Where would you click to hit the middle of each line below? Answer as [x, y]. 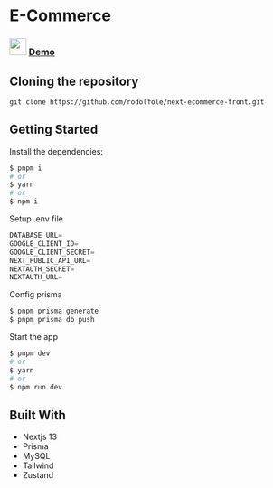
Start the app [34, 337]
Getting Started [54, 130]
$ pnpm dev [30, 353]
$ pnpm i [26, 168]
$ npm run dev [36, 387]
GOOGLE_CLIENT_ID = [44, 244]
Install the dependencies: [56, 151]
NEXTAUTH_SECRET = [42, 269]
